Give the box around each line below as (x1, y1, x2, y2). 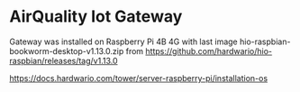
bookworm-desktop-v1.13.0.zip (9, 45, 124, 56)
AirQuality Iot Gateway (9, 6, 183, 27)
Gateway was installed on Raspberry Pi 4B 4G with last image (9, 36, 239, 47)
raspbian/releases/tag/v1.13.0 (9, 55, 119, 66)
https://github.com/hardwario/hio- (145, 45, 273, 56)
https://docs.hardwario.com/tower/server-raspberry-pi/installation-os (9, 72, 268, 83)
